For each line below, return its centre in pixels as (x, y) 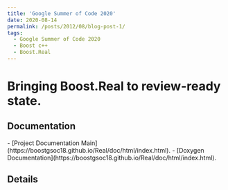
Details (23, 179)
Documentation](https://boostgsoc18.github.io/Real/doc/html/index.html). (112, 158)
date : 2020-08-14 (32, 20)
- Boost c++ (31, 46)
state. (24, 101)
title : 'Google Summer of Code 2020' (62, 13)
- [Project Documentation (43, 143)
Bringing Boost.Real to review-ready (114, 86)
